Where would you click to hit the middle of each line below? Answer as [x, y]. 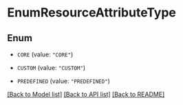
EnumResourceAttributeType [92, 13]
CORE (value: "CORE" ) [45, 54]
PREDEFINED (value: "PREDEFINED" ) [63, 81]
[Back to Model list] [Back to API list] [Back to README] [86, 94]
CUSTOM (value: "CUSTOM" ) [51, 68]
